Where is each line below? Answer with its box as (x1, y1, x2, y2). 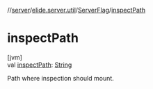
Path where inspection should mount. (7, 74, 115, 82)
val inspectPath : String (7, 60, 72, 69)
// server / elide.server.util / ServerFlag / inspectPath (7, 6, 146, 14)
